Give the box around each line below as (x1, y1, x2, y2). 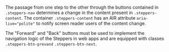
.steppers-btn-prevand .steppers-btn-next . (5, 41, 97, 47)
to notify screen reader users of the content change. (36, 20, 146, 26)
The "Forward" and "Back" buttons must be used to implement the (5, 30, 145, 36)
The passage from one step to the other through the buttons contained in (5, 5, 159, 10)
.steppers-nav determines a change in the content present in (5, 10, 133, 16)
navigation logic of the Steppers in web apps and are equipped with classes (5, 35, 164, 41)
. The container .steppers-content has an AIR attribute (21, 15, 136, 21)
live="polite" (5, 21, 36, 26)
